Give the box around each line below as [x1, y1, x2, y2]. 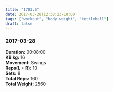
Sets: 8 [5, 70, 21, 76]
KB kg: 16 [5, 54, 25, 60]
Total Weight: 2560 [5, 81, 46, 87]
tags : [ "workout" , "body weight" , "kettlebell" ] [5, 16, 109, 21]
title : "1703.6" [5, 7, 39, 12]
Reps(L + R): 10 [5, 65, 38, 71]
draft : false [5, 21, 33, 26]
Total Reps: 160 [5, 75, 38, 81]
